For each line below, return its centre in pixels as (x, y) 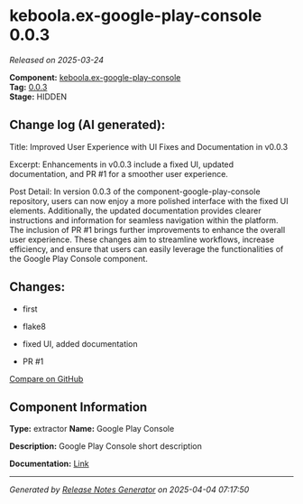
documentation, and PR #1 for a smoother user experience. (119, 173)
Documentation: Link (49, 464)
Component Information (78, 407)
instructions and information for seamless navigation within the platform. (144, 220)
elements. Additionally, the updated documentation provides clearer (135, 210)
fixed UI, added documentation (80, 343)
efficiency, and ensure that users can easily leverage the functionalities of (147, 248)
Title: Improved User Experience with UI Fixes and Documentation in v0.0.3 (149, 146)
